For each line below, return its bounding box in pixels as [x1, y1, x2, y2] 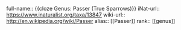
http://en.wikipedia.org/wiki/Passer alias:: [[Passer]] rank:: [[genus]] [6, 18, 176, 24]
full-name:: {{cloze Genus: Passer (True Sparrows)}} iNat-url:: [6, 5, 160, 12]
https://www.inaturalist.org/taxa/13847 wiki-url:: [6, 11, 125, 18]
